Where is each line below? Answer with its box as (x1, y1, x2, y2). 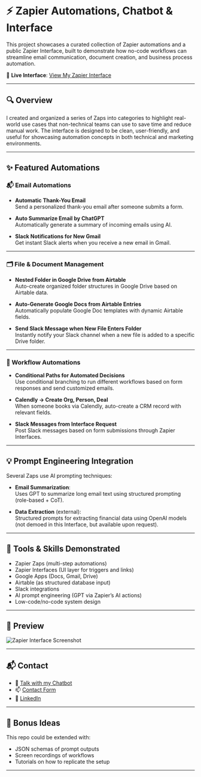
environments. (6, 140, 42, 147)
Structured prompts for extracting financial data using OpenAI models (14, 514, 187, 522)
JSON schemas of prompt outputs (14, 745, 100, 752)
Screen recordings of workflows (14, 752, 95, 759)
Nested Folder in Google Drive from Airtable (14, 276, 126, 283)
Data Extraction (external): (14, 508, 82, 515)
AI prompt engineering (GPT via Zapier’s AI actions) (14, 591, 142, 599)
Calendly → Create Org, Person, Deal (14, 396, 109, 403)
